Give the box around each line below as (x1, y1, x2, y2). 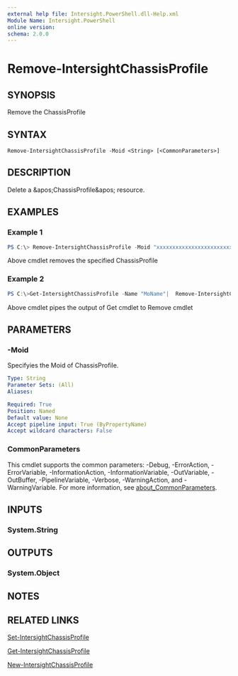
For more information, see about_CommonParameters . (59, 483, 217, 491)
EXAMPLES (7, 206, 59, 218)
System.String (7, 525, 59, 535)
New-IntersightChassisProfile (7, 660, 93, 669)
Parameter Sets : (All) (7, 382, 74, 389)
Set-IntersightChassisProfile (7, 633, 90, 642)
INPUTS (7, 503, 42, 515)
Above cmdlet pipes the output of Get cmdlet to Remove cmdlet (7, 303, 193, 311)
